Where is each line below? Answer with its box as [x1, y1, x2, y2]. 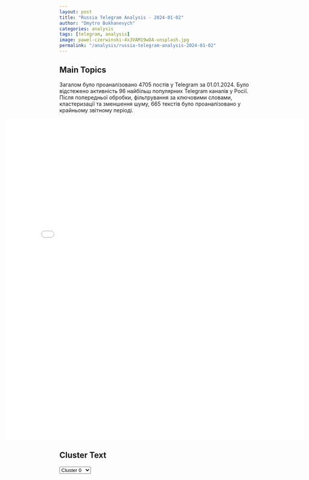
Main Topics [59, 65, 106, 75]
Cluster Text [59, 450, 107, 461]
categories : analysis [59, 25, 114, 32]
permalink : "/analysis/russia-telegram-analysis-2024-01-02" [59, 43, 217, 49]
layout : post [59, 8, 92, 15]
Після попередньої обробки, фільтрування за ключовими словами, [59, 94, 232, 101]
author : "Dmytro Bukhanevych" [59, 20, 136, 26]
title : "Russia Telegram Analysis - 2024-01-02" [59, 14, 184, 21]
